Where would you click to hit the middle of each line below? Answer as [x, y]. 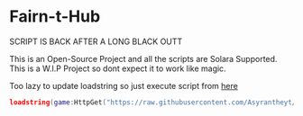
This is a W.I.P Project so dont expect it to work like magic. [118, 68]
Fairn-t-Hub [55, 17]
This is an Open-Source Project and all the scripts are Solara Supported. [143, 58]
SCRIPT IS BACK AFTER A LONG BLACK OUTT [96, 41]
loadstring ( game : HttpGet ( [58, 102]
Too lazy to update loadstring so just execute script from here [124, 85]
